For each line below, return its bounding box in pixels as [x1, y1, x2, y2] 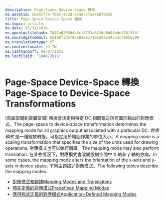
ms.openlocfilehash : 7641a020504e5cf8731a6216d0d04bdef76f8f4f [5, 30, 140, 35]
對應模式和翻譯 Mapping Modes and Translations [12, 179, 112, 185]
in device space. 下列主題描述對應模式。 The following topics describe [14, 163, 159, 169]
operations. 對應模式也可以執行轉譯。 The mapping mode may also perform [5, 145, 160, 151]
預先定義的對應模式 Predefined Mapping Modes [12, 185, 110, 191]
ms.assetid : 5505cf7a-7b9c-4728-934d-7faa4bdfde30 [5, 12, 113, 17]
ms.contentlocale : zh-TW [5, 44, 57, 49]
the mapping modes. [5, 169, 48, 175]
